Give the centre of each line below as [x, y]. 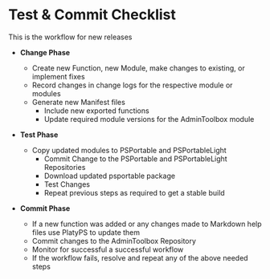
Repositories [65, 167]
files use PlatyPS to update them [86, 232]
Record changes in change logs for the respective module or [132, 85]
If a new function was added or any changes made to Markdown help [147, 224]
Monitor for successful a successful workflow [108, 249]
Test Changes [67, 184]
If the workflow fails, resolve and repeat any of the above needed [140, 257]
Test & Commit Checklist [92, 15]
